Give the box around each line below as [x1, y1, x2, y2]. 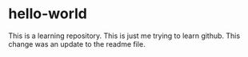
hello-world [8, 5, 88, 23]
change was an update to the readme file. [8, 39, 146, 48]
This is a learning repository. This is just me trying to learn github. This [8, 31, 241, 40]
